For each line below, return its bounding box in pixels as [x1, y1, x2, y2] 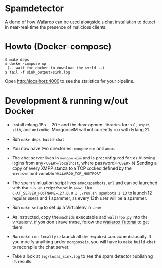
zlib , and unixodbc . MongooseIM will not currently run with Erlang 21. [12, 126, 151, 132]
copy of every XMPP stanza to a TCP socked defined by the [12, 165, 132, 171]
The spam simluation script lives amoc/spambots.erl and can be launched [12, 180, 158, 186]
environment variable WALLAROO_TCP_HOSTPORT [12, 170, 101, 176]
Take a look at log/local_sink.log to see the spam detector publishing [12, 253, 153, 259]
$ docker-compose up [5, 61, 47, 66]
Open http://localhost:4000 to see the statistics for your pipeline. [5, 78, 134, 84]
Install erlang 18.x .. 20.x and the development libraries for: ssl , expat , [12, 122, 151, 127]
